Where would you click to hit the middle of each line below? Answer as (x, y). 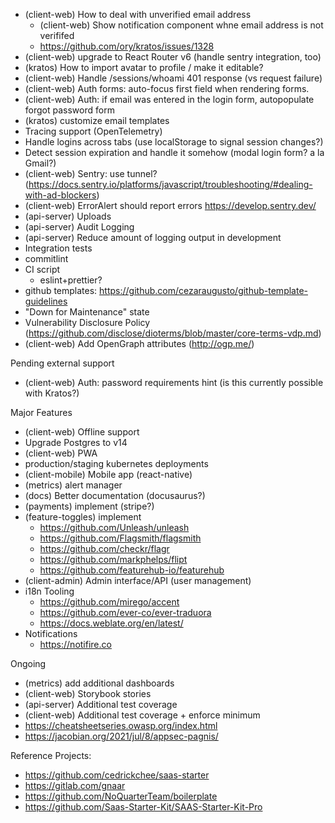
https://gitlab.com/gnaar (75, 785)
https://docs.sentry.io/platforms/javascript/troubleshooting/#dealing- (170, 184)
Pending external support (62, 363)
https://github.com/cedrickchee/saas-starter (117, 775)
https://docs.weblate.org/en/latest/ (111, 623)
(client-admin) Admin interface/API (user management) (138, 580)
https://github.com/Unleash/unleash (114, 527)
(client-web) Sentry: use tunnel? (91, 173)
